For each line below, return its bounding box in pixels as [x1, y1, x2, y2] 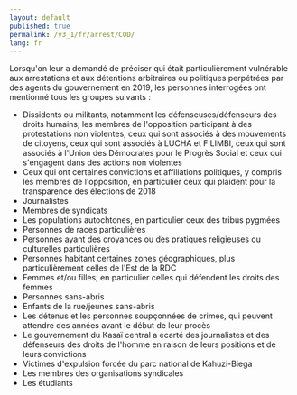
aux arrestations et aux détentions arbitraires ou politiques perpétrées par [9, 73, 284, 84]
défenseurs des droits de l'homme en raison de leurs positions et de [22, 339, 277, 350]
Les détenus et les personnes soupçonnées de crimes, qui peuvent [22, 310, 274, 321]
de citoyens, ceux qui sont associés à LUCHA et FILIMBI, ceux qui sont [22, 138, 286, 149]
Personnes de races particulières [22, 225, 146, 235]
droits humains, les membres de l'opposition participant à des [22, 119, 253, 130]
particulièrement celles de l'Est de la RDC [22, 262, 177, 273]
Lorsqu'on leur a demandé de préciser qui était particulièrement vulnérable [9, 63, 289, 74]
